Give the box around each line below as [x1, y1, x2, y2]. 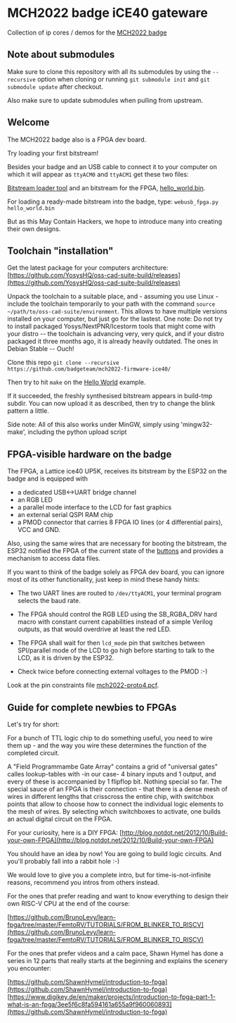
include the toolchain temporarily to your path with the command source [7, 299, 216, 308]
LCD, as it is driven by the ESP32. [17, 654, 114, 662]
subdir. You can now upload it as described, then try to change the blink [7, 399, 216, 408]
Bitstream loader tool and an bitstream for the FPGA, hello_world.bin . [7, 183, 206, 192]
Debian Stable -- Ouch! [7, 345, 74, 353]
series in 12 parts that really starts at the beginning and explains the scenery [7, 957, 228, 965]
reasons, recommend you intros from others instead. [7, 879, 159, 886]
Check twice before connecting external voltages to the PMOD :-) [17, 667, 208, 676]
